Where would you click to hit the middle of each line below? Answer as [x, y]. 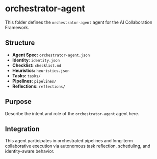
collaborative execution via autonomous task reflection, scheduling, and [78, 146]
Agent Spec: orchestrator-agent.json [51, 55]
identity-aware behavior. [30, 151]
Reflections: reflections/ [39, 86]
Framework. [17, 27]
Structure [20, 43]
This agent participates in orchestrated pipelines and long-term [69, 141]
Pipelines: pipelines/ [34, 81]
